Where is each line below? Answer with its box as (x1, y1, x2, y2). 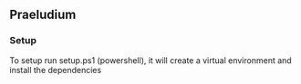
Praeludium (9, 7, 77, 23)
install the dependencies (9, 64, 102, 75)
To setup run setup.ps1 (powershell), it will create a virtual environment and (9, 54, 292, 66)
